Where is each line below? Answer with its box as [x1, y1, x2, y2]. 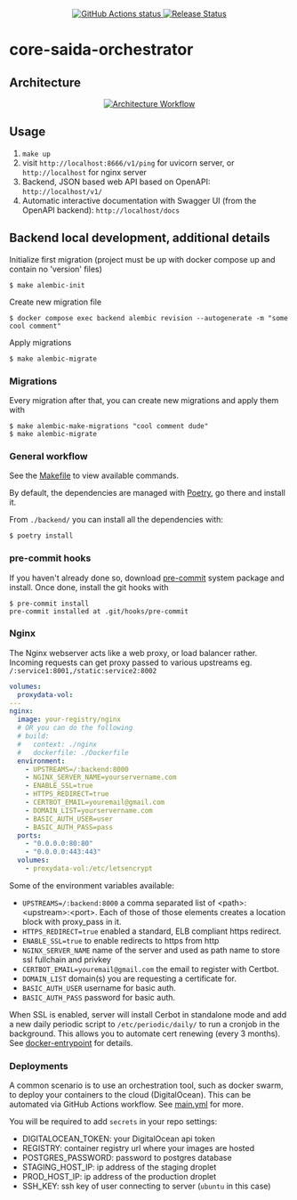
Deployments [9, 1059, 68, 1072]
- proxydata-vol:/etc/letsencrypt [25, 864, 153, 873]
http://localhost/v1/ [21, 187, 102, 196]
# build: [17, 732, 50, 741]
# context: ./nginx [17, 740, 98, 749]
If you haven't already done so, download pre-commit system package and [9, 572, 285, 583]
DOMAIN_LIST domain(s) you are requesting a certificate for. [21, 973, 237, 984]
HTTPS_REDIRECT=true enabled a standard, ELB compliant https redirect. [21, 926, 282, 936]
